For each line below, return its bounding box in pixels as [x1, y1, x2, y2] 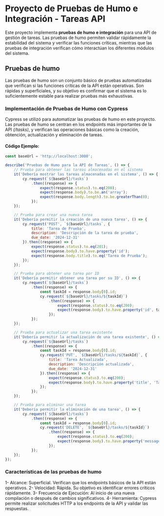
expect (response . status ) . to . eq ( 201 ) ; [31, 244, 108, 249]
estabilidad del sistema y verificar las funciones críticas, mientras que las [5, 40, 152, 45]
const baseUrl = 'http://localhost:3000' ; [5, 154, 93, 159]
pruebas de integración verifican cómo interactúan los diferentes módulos [5, 45, 154, 51]
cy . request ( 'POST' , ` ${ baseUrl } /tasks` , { [22, 221, 110, 226]
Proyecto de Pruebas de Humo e [5, 3, 138, 14]
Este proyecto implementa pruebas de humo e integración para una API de [5, 29, 157, 35]
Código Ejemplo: [5, 143, 40, 149]
